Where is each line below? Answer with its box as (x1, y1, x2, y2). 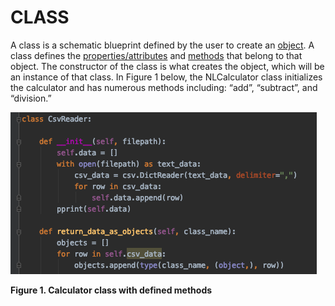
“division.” (10, 92, 52, 104)
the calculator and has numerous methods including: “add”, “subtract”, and (10, 81, 318, 93)
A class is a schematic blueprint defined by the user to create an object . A (10, 39, 315, 51)
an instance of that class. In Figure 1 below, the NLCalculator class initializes (10, 71, 323, 83)
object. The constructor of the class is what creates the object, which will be (10, 60, 325, 72)
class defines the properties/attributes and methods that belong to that (10, 49, 303, 61)
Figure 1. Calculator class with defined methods (10, 284, 213, 296)
